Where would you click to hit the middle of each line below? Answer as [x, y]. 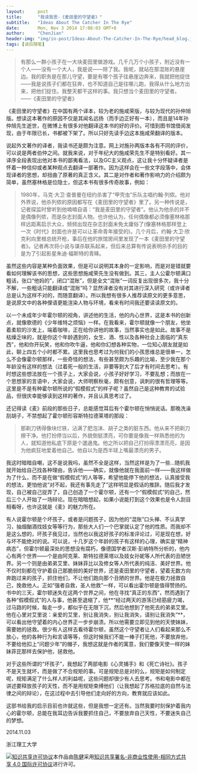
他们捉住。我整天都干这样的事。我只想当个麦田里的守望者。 [108, 91]
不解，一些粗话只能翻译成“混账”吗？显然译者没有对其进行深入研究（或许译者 [98, 288]
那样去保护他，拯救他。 [50, 651]
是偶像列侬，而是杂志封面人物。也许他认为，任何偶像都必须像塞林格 [103, 216]
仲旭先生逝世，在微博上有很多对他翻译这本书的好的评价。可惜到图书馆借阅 [96, 125]
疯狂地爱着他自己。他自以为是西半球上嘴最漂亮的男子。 [98, 450]
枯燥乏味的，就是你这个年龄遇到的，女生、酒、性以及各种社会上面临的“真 [95, 337]
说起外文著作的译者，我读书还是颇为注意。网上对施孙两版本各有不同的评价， [98, 145]
